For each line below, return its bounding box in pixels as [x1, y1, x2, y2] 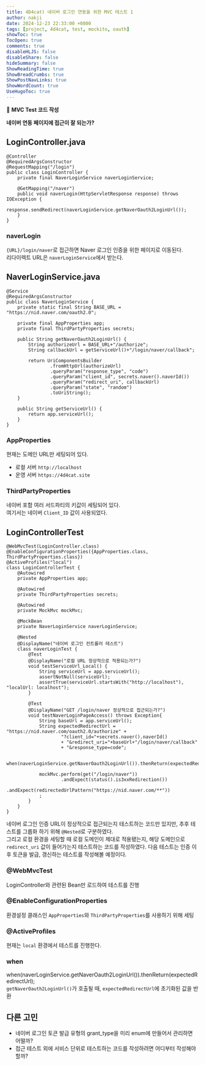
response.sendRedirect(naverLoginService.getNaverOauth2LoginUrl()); [6, 207, 187, 213]
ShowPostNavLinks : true [6, 77, 67, 83]
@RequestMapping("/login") [6, 164, 75, 170]
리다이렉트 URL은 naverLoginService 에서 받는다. [6, 254, 124, 261]
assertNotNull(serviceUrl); [38, 674, 111, 680]
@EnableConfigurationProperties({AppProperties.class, [6, 549, 149, 555]
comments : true [6, 43, 45, 49]
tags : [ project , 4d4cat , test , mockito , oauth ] [6, 26, 130, 32]
